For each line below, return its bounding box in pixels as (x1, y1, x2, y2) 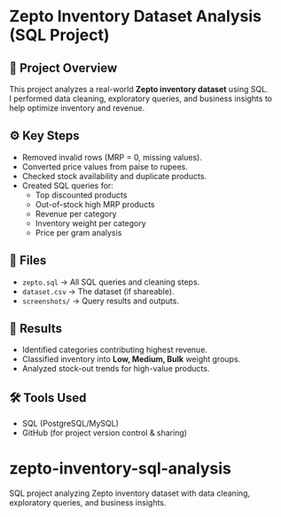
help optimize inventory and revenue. (9, 103, 145, 113)
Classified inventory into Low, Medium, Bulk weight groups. (21, 354, 241, 364)
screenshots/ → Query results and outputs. (21, 295, 180, 306)
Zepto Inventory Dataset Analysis (9, 6, 262, 27)
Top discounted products (35, 189, 128, 200)
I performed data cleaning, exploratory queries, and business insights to (9, 93, 273, 104)
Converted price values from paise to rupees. (21, 161, 189, 172)
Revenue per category (35, 208, 117, 219)
